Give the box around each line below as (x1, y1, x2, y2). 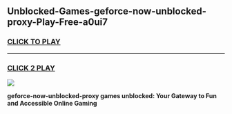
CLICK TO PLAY (7, 37, 61, 47)
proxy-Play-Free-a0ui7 (7, 17, 108, 28)
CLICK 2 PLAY (7, 63, 55, 73)
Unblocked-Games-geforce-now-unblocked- (7, 6, 207, 17)
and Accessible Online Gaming (7, 99, 97, 107)
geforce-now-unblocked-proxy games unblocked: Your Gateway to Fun (7, 91, 217, 99)
